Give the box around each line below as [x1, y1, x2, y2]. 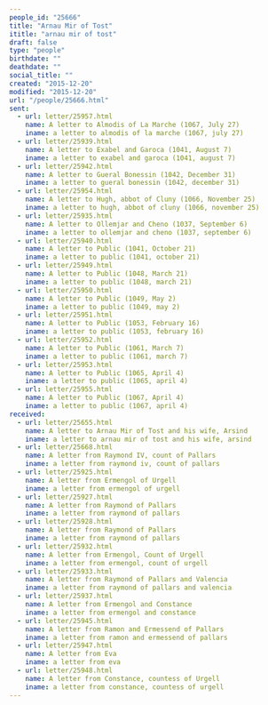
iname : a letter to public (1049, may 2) [25, 302, 180, 311]
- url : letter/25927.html [17, 493, 114, 501]
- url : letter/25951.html [17, 310, 114, 320]
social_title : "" [9, 71, 74, 80]
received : [9, 410, 46, 419]
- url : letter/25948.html [17, 666, 114, 675]
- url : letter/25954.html [17, 187, 114, 196]
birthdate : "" [9, 54, 62, 63]
